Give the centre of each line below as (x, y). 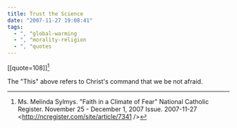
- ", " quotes (33, 46)
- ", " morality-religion (50, 40)
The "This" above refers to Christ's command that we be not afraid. (105, 81)
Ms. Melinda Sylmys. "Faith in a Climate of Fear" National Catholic (113, 101)
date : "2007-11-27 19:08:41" (50, 20)
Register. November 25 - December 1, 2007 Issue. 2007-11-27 (107, 109)
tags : (15, 27)
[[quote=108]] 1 (29, 67)
